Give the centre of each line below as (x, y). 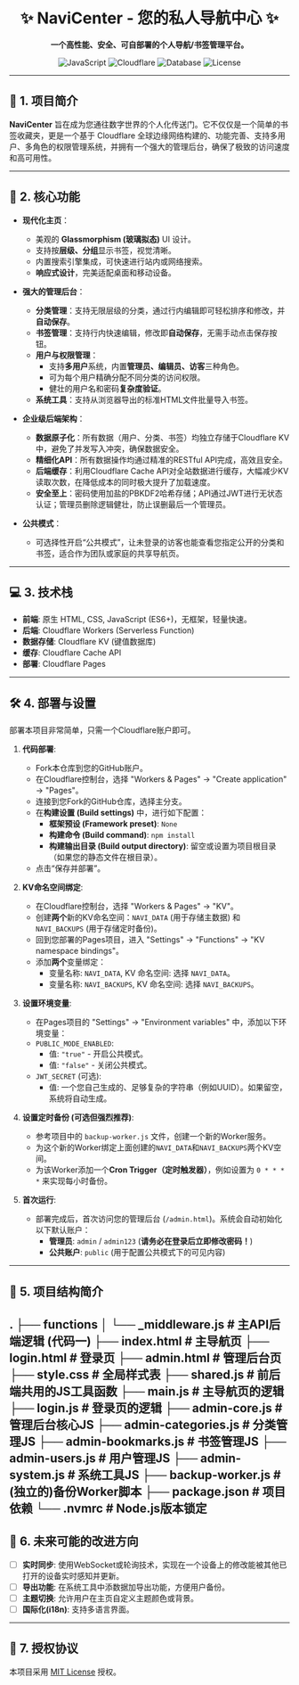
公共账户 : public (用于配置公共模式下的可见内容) (137, 1253)
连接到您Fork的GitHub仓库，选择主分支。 (111, 801)
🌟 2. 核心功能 (45, 197)
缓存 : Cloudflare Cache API (72, 653)
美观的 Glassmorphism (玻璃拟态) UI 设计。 (115, 239)
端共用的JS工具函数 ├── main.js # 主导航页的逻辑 (147, 1391)
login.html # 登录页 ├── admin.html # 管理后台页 (145, 1357)
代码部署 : (39, 749)
